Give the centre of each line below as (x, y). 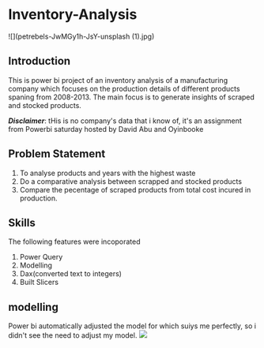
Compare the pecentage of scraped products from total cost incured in (135, 189)
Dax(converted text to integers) (71, 274)
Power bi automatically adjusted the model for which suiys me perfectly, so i (132, 326)
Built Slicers (39, 283)
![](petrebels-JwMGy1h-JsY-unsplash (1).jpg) (81, 36)
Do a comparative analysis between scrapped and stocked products (131, 181)
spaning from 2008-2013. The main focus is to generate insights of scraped (132, 97)
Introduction (40, 61)
